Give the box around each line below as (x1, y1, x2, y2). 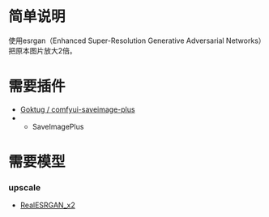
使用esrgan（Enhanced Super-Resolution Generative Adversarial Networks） (8, 36, 263, 45)
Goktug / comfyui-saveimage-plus (19, 104, 135, 114)
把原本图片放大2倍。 (8, 45, 77, 55)
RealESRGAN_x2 (19, 200, 75, 211)
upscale (8, 181, 41, 193)
